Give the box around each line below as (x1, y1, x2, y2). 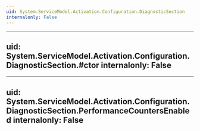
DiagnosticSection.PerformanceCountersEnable (6, 106, 190, 116)
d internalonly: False (6, 115, 84, 125)
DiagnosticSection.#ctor (6, 60, 99, 70)
